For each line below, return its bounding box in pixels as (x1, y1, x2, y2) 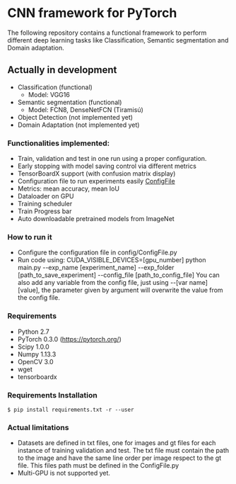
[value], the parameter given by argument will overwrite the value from (17, 286, 224, 295)
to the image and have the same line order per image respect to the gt (17, 454, 221, 462)
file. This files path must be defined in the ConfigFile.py (17, 461, 179, 470)
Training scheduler (17, 200, 73, 208)
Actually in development (7, 64, 117, 76)
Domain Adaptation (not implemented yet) (17, 120, 140, 129)
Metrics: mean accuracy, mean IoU (17, 184, 120, 193)
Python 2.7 (17, 327, 49, 336)
